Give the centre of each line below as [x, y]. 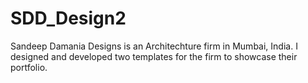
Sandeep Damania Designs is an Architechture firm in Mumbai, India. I [154, 46]
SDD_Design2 [68, 18]
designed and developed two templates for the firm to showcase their [154, 56]
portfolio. [29, 67]
